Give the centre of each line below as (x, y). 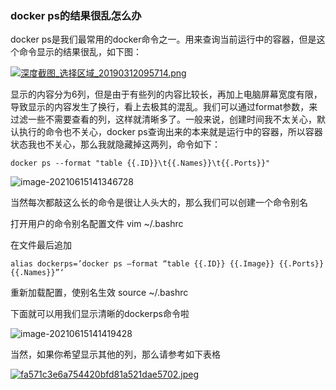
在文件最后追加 (41, 245)
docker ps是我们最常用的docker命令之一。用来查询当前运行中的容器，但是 (163, 39)
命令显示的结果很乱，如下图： (80, 52)
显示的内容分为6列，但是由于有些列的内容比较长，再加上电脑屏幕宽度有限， (166, 94)
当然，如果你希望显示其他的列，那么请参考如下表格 (115, 354)
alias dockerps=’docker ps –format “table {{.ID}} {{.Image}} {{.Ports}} (167, 264)
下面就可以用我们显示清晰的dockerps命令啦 (100, 314)
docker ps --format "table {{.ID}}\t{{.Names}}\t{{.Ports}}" (140, 163)
